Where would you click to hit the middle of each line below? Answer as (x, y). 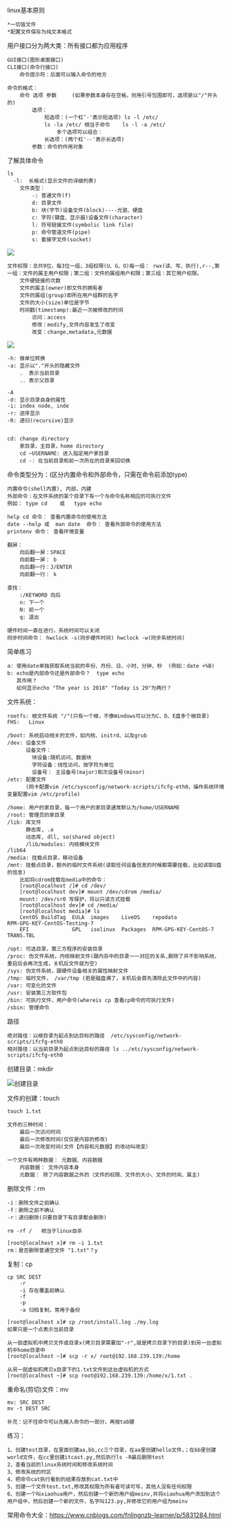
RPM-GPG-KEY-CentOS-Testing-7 (51, 923)
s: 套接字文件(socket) (62, 240)
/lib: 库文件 (24, 822)
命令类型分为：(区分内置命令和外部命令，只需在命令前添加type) (97, 474)
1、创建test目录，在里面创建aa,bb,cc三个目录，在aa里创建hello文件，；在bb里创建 (112, 1450)
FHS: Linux (26, 722)
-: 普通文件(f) (51, 196)
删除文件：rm (26, 1188)
